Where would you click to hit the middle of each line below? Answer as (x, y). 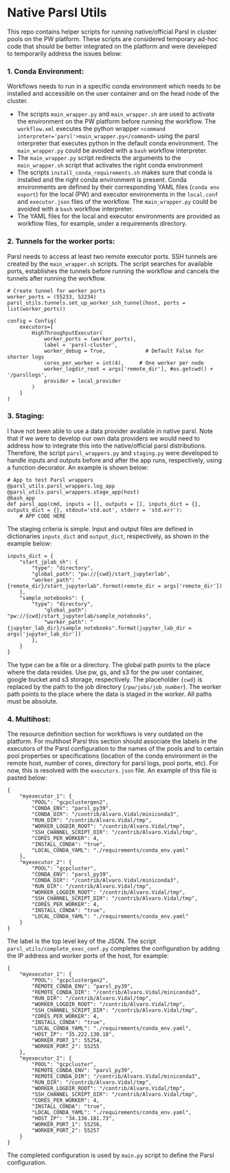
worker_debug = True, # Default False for (124, 351)
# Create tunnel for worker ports (57, 291)
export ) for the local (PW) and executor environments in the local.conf (117, 194)
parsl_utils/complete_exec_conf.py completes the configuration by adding (114, 949)
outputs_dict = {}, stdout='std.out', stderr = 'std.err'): (95, 510)
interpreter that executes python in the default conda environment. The (117, 143)
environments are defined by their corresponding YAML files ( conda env (118, 187)
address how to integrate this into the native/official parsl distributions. (107, 445)
